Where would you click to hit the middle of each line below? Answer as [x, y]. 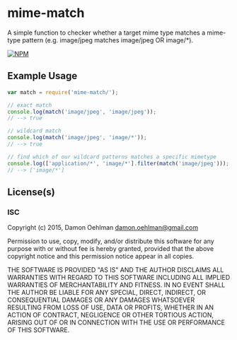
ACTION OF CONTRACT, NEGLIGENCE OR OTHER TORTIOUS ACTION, [111, 315]
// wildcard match [34, 131]
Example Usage [42, 76]
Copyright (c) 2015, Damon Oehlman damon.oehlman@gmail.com [103, 228]
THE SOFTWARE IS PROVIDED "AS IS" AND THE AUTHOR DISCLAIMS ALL [116, 270]
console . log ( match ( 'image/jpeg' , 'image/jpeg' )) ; [82, 112]
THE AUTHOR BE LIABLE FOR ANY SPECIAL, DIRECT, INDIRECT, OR [107, 293]
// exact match [30, 105]
